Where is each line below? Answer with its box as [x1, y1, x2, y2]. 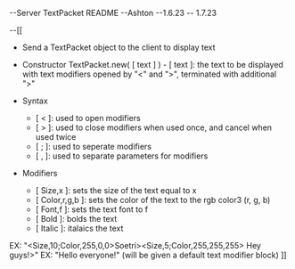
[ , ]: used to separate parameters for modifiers [35, 151, 209, 161]
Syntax [21, 95, 49, 106]
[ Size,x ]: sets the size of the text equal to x [35, 185, 197, 195]
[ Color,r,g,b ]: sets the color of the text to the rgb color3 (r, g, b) [35, 195, 271, 205]
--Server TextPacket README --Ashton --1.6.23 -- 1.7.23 [9, 8, 217, 18]
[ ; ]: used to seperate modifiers [35, 142, 152, 151]
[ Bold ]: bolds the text [35, 214, 118, 224]
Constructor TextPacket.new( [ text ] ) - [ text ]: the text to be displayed [21, 60, 283, 69]
